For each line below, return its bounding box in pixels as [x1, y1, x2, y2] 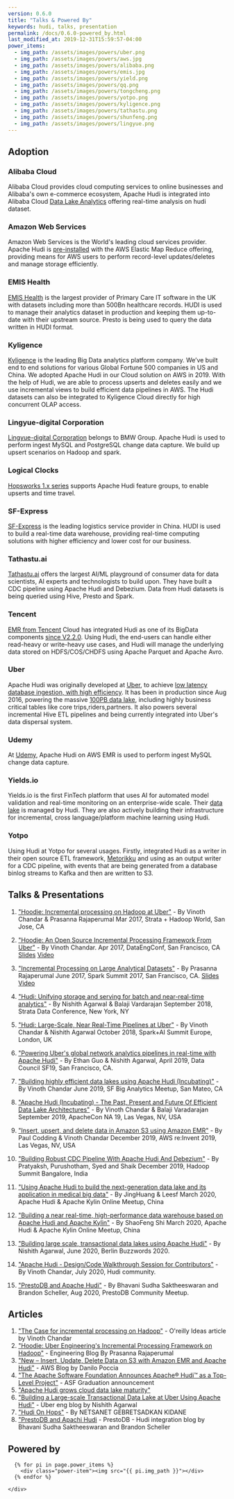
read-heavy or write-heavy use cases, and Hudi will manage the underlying [8, 640, 224, 648]
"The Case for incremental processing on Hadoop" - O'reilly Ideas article [17, 1326, 226, 1336]
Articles [8, 1308, 44, 1320]
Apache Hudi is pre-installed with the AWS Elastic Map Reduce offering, [8, 245, 214, 254]
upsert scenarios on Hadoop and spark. [8, 448, 122, 456]
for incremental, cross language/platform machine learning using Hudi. [8, 813, 210, 821]
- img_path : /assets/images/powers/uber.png [14, 49, 145, 56]
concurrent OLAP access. [8, 401, 82, 409]
